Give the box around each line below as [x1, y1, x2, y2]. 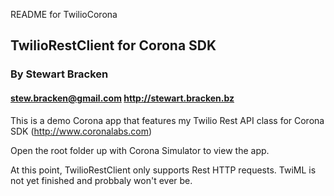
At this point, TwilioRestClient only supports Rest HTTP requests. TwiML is [10, 164, 317, 176]
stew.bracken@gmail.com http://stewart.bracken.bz [10, 92, 235, 104]
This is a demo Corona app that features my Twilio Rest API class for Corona [10, 114, 325, 126]
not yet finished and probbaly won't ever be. [10, 174, 193, 186]
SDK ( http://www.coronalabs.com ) [10, 125, 153, 137]
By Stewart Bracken [10, 67, 109, 81]
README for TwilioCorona [10, 9, 118, 20]
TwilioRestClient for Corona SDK [10, 37, 217, 54]
